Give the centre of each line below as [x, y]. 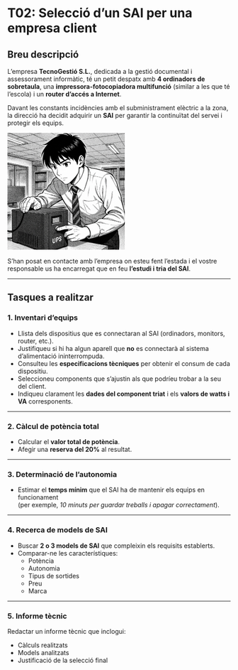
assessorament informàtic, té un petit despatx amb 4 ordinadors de [106, 79]
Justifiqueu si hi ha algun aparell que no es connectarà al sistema [113, 348]
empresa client [52, 28]
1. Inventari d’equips [42, 318]
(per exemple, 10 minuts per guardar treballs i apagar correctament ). [118, 505]
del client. [32, 386]
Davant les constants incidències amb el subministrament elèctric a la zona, [118, 108]
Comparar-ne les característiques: [68, 553]
